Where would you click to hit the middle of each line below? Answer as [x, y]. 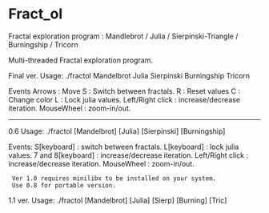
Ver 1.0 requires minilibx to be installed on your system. [114, 178]
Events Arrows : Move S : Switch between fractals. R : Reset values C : [124, 91]
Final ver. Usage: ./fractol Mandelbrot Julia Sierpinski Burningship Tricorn [129, 75]
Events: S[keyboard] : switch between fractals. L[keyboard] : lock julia [124, 147]
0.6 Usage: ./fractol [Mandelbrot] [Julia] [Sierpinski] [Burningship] [117, 131]
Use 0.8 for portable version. [64, 185]
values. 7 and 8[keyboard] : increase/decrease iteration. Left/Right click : [128, 155]
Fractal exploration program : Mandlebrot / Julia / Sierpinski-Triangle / [123, 36]
